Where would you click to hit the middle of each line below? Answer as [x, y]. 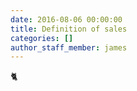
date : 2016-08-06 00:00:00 [66, 19]
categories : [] [42, 38]
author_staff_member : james [69, 47]
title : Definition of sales [69, 29]
